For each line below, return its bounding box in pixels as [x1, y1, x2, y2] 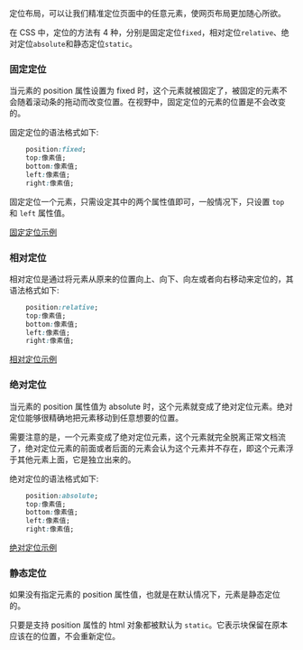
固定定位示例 [9, 227, 57, 237]
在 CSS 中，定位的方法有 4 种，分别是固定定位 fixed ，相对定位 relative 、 [9, 27, 282, 38]
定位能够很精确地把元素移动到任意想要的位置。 [9, 412, 183, 422]
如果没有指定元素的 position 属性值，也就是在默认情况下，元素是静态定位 [9, 590, 281, 600]
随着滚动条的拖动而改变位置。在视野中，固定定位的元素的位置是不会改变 [16, 97, 286, 107]
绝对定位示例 [9, 543, 57, 553]
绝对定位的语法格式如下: [9, 473, 99, 484]
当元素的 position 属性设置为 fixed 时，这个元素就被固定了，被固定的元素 [9, 85, 280, 97]
